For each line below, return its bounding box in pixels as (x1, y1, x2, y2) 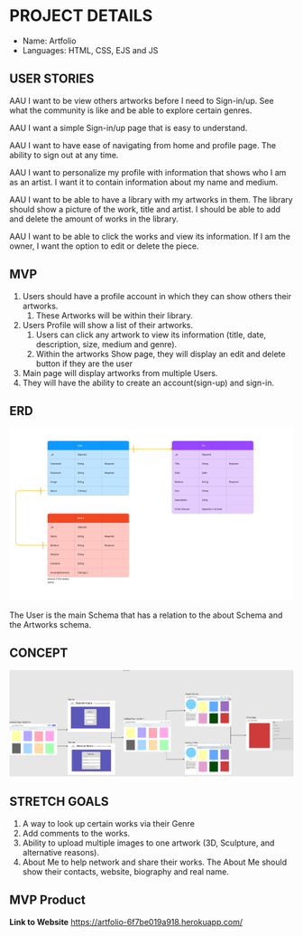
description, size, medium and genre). (35, 338, 178, 349)
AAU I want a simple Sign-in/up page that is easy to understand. (9, 122, 248, 133)
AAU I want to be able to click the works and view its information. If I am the (9, 231, 291, 241)
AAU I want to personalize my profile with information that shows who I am (9, 166, 287, 177)
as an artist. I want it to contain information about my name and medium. (9, 176, 279, 187)
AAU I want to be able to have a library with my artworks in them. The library (9, 194, 293, 204)
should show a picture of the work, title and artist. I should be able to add (9, 203, 281, 214)
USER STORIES (9, 71, 95, 87)
